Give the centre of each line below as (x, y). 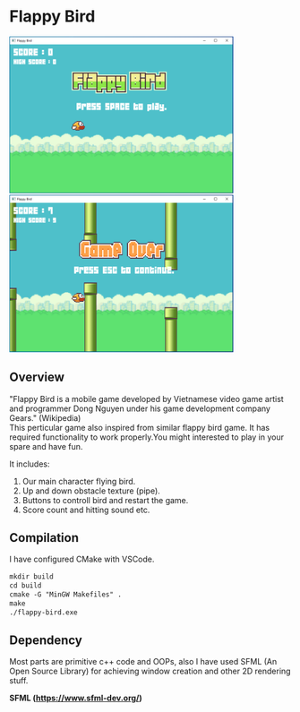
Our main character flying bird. (79, 481)
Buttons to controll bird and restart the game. (105, 500)
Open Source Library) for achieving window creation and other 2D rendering (150, 671)
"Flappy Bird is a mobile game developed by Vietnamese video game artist (146, 399)
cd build (26, 586)
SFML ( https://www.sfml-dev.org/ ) (76, 698)
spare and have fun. (46, 446)
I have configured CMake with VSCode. (82, 559)
